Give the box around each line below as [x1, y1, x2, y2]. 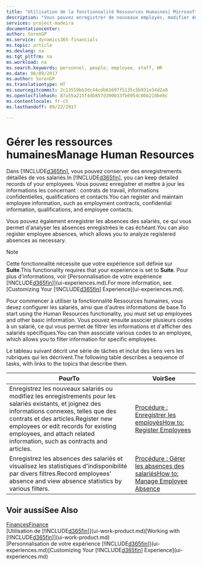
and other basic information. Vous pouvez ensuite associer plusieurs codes [6, 316, 193, 324]
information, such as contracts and [9, 437, 108, 446]
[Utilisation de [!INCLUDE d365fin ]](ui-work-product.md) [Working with [6, 528, 180, 535]
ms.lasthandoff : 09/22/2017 [6, 103, 77, 110]
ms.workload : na [6, 59, 47, 65]
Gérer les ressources [6, 135, 113, 149]
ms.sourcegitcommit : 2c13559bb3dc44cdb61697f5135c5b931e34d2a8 [6, 87, 168, 93]
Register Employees [135, 426, 191, 434]
